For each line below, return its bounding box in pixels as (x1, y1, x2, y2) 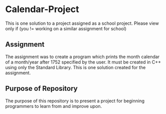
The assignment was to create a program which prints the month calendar (5, 53, 160, 60)
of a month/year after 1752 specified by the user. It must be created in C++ (5, 59, 161, 65)
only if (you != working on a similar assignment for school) (5, 25, 127, 31)
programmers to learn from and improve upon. (5, 103, 102, 109)
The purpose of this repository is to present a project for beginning (5, 97, 145, 104)
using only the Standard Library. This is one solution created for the (5, 64, 146, 70)
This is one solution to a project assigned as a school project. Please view (5, 20, 159, 26)
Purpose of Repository (5, 84, 78, 93)
